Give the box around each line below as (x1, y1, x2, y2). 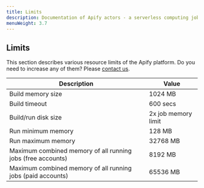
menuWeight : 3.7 (6, 20, 47, 26)
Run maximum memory (9, 137, 76, 146)
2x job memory (149, 110, 192, 118)
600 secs (149, 99, 176, 108)
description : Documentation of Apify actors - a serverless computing (6, 15, 189, 21)
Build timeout (9, 99, 47, 108)
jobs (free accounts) (9, 154, 68, 163)
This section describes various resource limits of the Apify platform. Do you (6, 59, 195, 66)
